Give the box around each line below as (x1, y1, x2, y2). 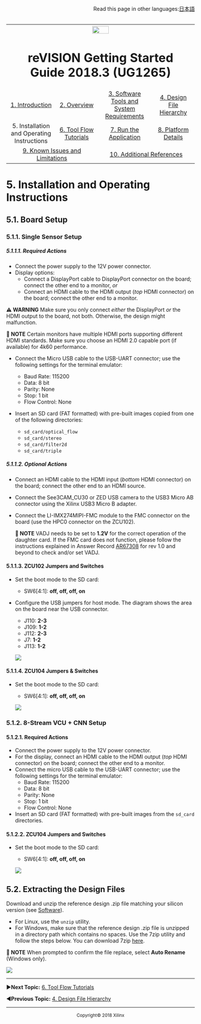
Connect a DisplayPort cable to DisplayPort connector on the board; (23, 275, 191, 282)
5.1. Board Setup (6, 215, 68, 225)
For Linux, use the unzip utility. (14, 918, 91, 925)
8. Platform (157, 125, 189, 134)
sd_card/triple (23, 448, 62, 454)
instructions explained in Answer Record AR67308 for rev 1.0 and (14, 542, 176, 550)
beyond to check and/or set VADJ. (14, 549, 100, 556)
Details (163, 133, 184, 141)
